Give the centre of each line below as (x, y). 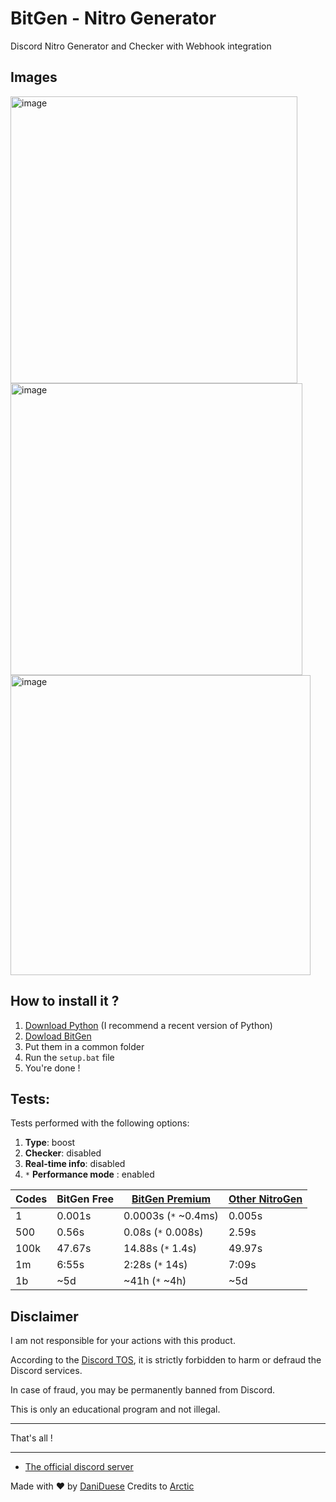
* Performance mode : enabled (89, 1174)
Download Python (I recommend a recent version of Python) (148, 1025)
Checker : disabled (63, 1153)
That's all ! (31, 1438)
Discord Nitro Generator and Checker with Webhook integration (141, 46)
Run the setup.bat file (69, 1057)
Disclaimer (44, 1316)
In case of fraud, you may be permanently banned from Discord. (143, 1390)
